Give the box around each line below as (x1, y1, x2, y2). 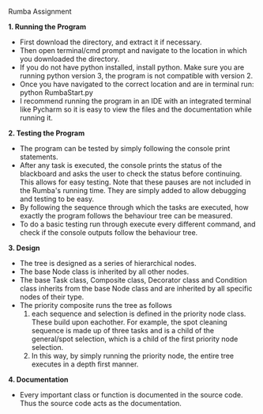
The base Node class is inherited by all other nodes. (19, 267, 190, 276)
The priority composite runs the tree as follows (19, 301, 172, 310)
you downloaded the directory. (19, 55, 120, 63)
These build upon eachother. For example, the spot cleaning (31, 317, 227, 327)
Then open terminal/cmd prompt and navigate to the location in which (19, 46, 247, 55)
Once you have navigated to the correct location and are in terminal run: (19, 79, 254, 89)
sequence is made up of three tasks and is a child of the (31, 326, 215, 335)
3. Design (8, 243, 40, 253)
